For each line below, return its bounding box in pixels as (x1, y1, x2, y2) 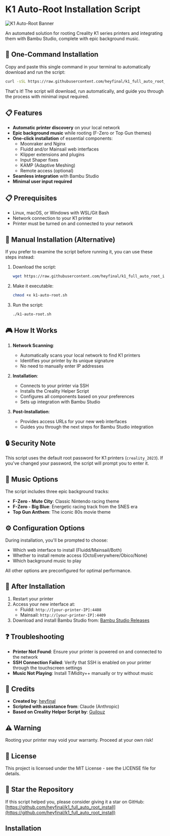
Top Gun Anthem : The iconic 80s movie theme (12, 509, 111, 515)
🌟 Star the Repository (5, 785, 74, 794)
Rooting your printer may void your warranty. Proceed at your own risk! (5, 737, 153, 743)
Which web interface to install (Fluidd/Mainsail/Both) (12, 547, 122, 553)
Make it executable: (12, 283, 54, 289)
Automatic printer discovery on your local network (12, 125, 120, 131)
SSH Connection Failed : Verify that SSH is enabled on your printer (12, 659, 151, 665)
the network (12, 654, 38, 660)
